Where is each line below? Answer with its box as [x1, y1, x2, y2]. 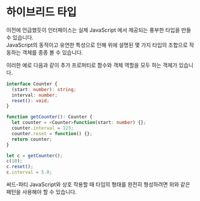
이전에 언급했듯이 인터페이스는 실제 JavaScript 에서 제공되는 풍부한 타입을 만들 [6, 26, 192, 33]
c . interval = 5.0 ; [6, 169, 52, 175]
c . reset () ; [6, 164, 34, 170]
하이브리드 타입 [6, 5, 77, 19]
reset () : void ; [11, 98, 50, 103]
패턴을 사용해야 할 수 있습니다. [6, 188, 77, 196]
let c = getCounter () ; [6, 153, 63, 159]
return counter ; [11, 136, 52, 142]
